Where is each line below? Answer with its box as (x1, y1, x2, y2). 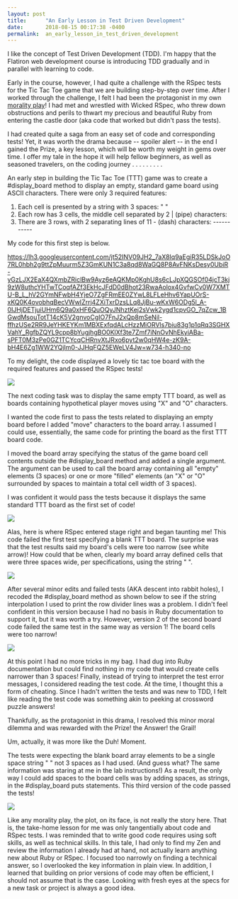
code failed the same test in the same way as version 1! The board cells (7, 622, 216, 631)
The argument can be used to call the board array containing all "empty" (7, 464, 219, 473)
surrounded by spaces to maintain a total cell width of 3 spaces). (7, 480, 197, 488)
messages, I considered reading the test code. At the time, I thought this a (7, 680, 223, 688)
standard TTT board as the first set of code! (7, 501, 136, 509)
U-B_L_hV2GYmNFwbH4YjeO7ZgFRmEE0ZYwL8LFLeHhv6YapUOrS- (7, 290, 210, 299)
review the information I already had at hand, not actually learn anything (7, 846, 217, 855)
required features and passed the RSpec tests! (7, 365, 143, 373)
